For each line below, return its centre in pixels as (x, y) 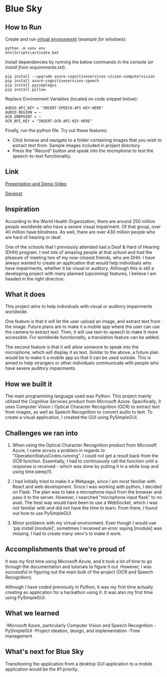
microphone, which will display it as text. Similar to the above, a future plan (82, 352)
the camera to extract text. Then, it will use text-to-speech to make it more (82, 332)
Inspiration (22, 209)
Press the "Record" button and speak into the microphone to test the (83, 151)
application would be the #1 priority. (42, 669)
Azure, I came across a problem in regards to (59, 450)
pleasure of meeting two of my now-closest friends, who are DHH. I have (80, 257)
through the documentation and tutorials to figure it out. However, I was (79, 566)
